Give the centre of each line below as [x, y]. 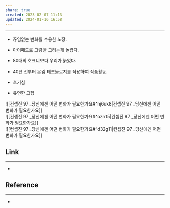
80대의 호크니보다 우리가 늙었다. [45, 61]
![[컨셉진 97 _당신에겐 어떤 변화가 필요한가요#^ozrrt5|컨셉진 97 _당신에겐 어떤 [82, 117]
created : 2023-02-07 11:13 [34, 15]
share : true [18, 10]
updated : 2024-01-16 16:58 [34, 19]
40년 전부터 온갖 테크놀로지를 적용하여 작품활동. [60, 72]
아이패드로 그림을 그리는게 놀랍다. [46, 50]
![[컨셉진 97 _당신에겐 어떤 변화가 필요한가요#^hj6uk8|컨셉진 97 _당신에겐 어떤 [83, 104]
